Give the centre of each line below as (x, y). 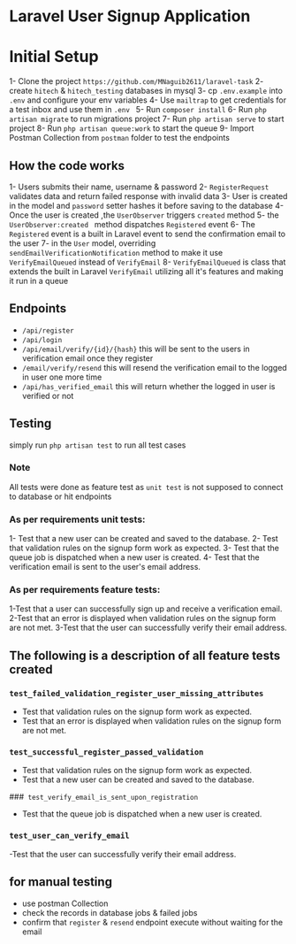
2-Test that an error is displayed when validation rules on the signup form (143, 618)
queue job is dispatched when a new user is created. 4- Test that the (134, 557)
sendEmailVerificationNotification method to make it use (116, 252)
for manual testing (61, 882)
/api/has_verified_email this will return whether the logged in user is (148, 386)
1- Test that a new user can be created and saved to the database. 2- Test (144, 539)
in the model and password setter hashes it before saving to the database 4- (147, 205)
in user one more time (62, 377)
